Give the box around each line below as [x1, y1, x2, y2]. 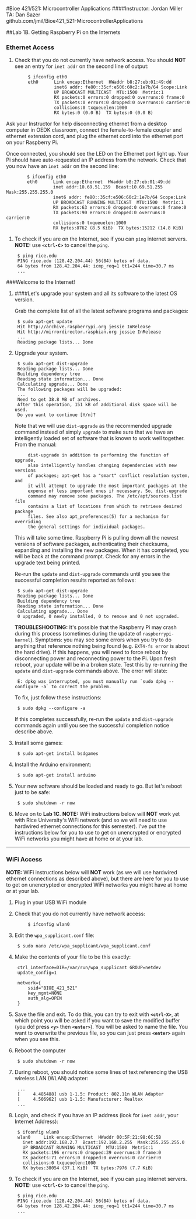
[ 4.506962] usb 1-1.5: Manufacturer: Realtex [17, 1096, 143, 1102]
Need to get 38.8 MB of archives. [17, 397, 101, 403]
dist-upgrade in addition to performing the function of [27, 452, 169, 458]
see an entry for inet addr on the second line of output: [14, 63, 149, 70]
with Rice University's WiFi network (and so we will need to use [14, 816, 167, 824]
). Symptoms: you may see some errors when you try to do [30, 636, 172, 643]
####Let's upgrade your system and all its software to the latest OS [14, 290, 177, 297]
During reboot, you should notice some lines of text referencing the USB [14, 1068, 188, 1076]
